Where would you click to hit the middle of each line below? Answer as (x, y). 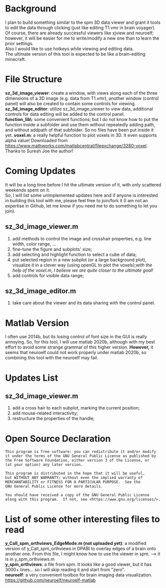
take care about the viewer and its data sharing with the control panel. (84, 303)
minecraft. (16, 59)
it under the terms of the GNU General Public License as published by (81, 456)
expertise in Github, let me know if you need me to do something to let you (81, 206)
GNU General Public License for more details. (54, 486)
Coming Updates (40, 171)
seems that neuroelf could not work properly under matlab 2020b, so (76, 353)
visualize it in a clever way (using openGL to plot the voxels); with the (82, 265)
